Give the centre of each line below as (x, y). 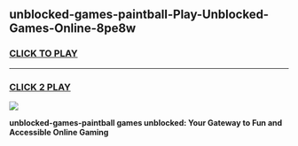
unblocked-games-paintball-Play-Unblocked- (139, 15)
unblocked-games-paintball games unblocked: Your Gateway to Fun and (146, 122)
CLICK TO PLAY (43, 54)
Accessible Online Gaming (59, 132)
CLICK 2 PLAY (40, 87)
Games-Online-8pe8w (73, 29)
